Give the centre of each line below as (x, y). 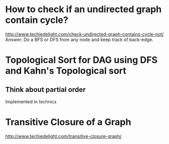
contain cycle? (37, 20)
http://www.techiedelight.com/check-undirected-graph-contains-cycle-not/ (84, 34)
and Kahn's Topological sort (66, 71)
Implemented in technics (31, 101)
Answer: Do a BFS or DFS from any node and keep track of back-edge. (79, 40)
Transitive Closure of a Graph (68, 122)
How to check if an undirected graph (83, 9)
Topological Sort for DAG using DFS (81, 60)
